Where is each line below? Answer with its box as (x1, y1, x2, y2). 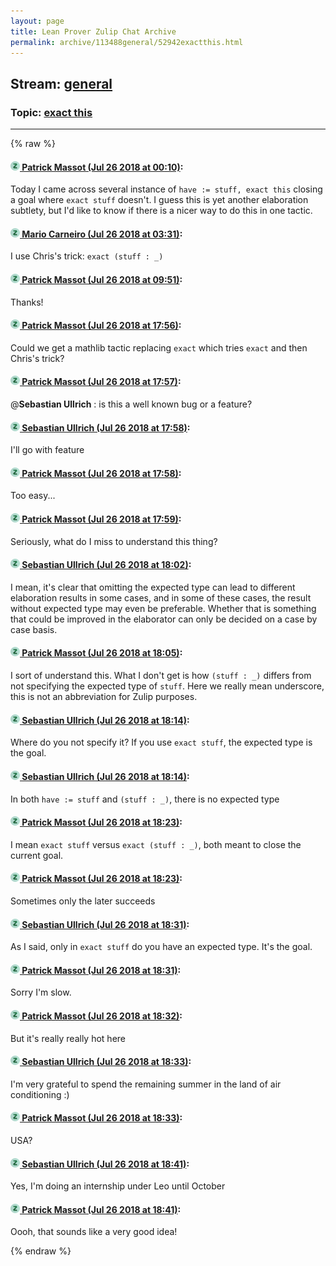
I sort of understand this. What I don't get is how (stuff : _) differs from (10, 670, 312, 682)
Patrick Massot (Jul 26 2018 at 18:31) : (21, 964, 182, 976)
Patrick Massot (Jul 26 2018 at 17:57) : (21, 376, 182, 388)
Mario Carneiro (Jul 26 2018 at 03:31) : (21, 228, 183, 240)
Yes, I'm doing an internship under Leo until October (10, 1180, 226, 1192)
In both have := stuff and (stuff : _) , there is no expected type (10, 793, 280, 805)
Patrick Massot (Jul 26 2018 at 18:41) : (21, 1203, 182, 1215)
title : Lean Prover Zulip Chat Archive (10, 26, 177, 37)
